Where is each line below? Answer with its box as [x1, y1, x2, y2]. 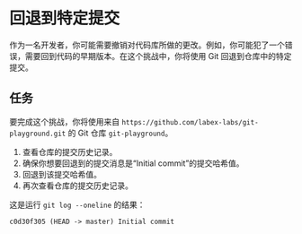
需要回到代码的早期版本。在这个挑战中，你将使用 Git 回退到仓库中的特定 [24, 50, 292, 61]
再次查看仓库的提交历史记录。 [22, 180, 133, 191]
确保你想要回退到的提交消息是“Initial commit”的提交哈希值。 [22, 158, 244, 169]
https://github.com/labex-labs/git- [120, 117, 259, 126]
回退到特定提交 [9, 8, 120, 29]
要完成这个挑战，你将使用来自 [9, 116, 120, 126]
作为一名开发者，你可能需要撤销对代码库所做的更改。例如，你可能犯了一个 [9, 39, 285, 50]
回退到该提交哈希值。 [22, 169, 102, 179]
